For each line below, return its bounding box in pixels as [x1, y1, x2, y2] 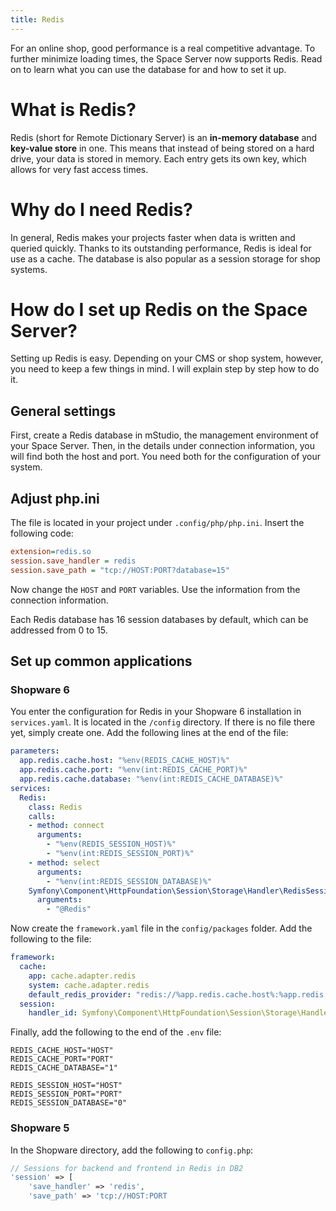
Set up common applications [10, 653, 193, 670]
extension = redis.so [10, 547, 92, 557]
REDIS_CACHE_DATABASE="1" [10, 1063, 118, 1073]
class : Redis [28, 802, 83, 812]
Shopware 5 [10, 1121, 70, 1135]
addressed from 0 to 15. [10, 624, 108, 636]
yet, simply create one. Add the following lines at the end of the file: [10, 727, 289, 739]
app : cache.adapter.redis [28, 971, 137, 981]
